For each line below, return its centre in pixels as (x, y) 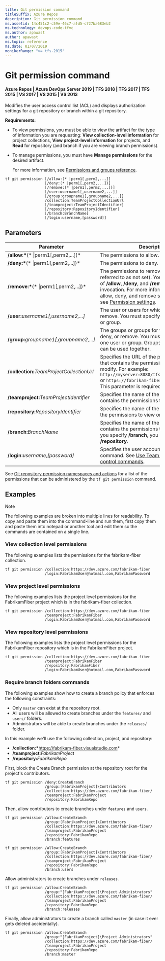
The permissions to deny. (129, 263)
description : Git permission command (44, 19)
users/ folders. (27, 718)
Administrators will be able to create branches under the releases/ (80, 723)
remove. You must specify (130, 316)
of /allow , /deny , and (124, 283)
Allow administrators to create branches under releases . (62, 879)
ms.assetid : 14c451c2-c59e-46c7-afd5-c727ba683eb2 (58, 23)
